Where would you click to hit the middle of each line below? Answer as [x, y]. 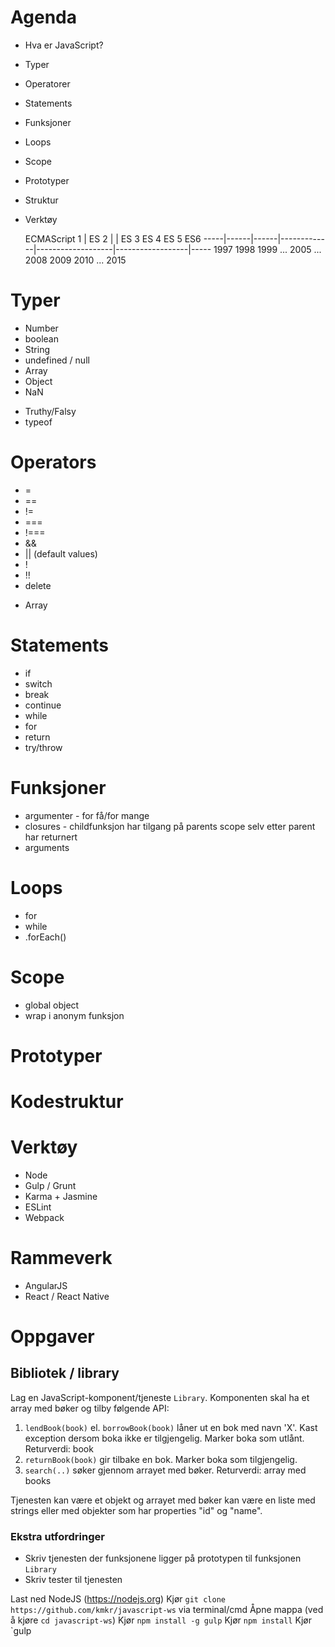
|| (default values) [61, 553]
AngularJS [46, 1285]
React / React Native [67, 1296]
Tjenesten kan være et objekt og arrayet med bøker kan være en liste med [163, 1500]
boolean [41, 338]
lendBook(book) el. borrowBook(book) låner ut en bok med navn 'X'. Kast [171, 1427]
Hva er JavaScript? [64, 45]
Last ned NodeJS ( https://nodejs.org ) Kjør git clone [118, 1599]
